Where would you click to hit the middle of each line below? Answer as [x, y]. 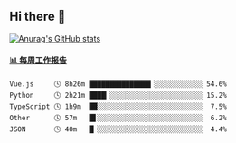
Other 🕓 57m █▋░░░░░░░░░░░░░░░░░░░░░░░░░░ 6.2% [118, 119]
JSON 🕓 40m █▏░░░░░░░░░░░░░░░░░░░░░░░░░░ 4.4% [118, 129]
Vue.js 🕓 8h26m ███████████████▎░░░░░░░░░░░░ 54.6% [118, 84]
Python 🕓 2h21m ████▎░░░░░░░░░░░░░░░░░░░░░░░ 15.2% [118, 96]
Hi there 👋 [38, 17]
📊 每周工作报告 [38, 61]
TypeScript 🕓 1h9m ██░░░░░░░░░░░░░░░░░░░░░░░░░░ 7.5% [118, 107]
